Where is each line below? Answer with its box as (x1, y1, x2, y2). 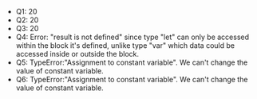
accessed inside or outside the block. (15, 49, 140, 58)
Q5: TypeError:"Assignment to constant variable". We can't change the (15, 57, 248, 67)
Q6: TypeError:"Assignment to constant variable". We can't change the (15, 75, 248, 84)
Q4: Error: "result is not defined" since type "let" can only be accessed (15, 32, 250, 42)
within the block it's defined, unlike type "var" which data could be (15, 41, 235, 50)
